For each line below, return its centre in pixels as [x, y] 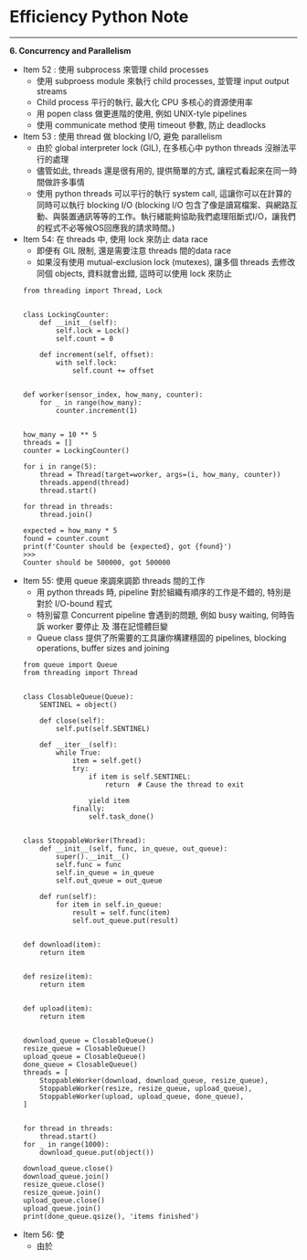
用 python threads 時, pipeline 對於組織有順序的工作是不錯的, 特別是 [164, 592]
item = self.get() [107, 760]
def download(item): [62, 944]
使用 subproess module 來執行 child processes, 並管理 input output [163, 80]
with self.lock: [87, 363]
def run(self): [69, 896]
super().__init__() [93, 856]
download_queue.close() [68, 1168]
